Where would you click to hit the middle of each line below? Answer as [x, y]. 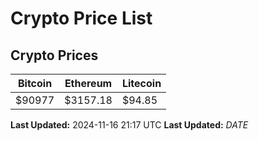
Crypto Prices [54, 55]
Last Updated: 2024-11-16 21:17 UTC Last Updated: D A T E [129, 125]
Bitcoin [35, 83]
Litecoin [141, 83]
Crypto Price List [81, 18]
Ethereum [88, 83]
